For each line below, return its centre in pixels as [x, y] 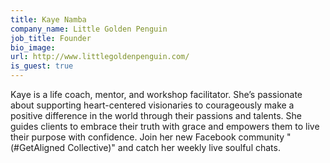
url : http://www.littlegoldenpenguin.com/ [100, 57]
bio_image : [33, 47]
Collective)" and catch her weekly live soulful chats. [174, 147]
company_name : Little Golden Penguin [89, 29]
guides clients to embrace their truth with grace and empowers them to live [165, 126]
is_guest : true [42, 66]
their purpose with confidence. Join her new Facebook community [147, 137]
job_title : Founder [51, 38]
